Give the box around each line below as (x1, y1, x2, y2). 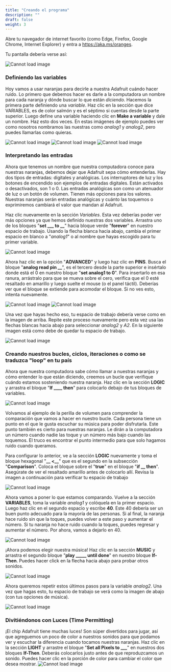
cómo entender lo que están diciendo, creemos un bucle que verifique (5, 374, 154, 380)
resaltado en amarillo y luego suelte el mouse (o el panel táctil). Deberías (5, 280, 159, 287)
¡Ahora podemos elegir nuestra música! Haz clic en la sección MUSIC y (5, 547, 156, 553)
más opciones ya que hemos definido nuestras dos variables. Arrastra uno (5, 217, 162, 223)
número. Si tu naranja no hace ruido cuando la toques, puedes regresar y (5, 521, 159, 528)
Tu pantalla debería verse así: (5, 51, 67, 57)
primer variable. (5, 239, 39, 245)
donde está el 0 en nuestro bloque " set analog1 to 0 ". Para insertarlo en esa (5, 270, 165, 276)
